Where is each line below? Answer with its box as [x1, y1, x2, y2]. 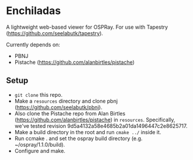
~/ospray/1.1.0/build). [14, 141, 66, 148]
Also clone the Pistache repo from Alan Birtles [14, 110, 126, 117]
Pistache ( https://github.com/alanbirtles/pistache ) [14, 59, 135, 66]
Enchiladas [6, 4, 61, 18]
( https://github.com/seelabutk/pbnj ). [14, 104, 102, 111]
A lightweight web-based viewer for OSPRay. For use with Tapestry [6, 23, 168, 30]
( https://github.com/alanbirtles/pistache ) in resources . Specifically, [14, 116, 175, 123]
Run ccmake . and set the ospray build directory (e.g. [14, 135, 143, 142]
